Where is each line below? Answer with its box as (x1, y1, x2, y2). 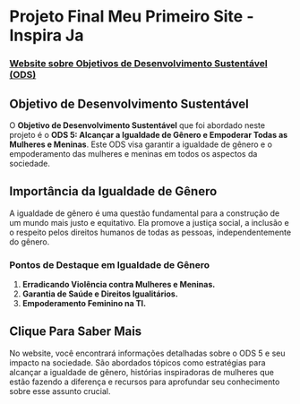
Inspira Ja (9, 25, 84, 46)
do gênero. (9, 236, 50, 247)
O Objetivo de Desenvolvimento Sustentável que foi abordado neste (9, 119, 266, 131)
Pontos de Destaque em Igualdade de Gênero (9, 258, 210, 271)
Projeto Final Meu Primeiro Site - (9, 6, 254, 27)
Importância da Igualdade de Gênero (9, 184, 218, 199)
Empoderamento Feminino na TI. (21, 298, 146, 309)
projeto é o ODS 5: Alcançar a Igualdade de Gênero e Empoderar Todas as (9, 129, 288, 140)
